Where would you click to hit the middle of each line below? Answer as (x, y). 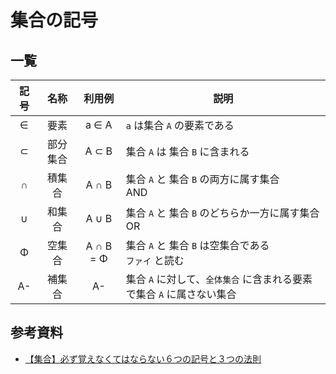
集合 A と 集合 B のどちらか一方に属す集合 (222, 213)
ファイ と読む (155, 260)
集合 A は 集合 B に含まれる (187, 151)
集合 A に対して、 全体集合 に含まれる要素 (219, 279)
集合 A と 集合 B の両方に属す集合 (202, 179)
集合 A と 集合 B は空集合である (197, 245)
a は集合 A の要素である (180, 125)
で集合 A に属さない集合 (181, 294)
